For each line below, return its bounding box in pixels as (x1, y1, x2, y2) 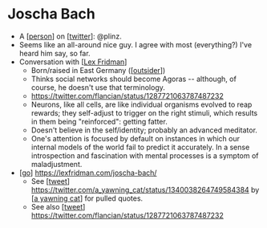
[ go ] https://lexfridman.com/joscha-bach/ (18, 168, 157, 177)
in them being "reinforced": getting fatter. (30, 116, 168, 126)
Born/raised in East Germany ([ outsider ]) (30, 65, 166, 75)
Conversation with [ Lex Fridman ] (18, 57, 127, 67)
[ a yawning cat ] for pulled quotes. (30, 193, 144, 203)
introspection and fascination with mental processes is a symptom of (30, 150, 259, 161)
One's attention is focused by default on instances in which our (30, 133, 241, 143)
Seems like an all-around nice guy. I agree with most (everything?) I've (18, 39, 253, 49)
